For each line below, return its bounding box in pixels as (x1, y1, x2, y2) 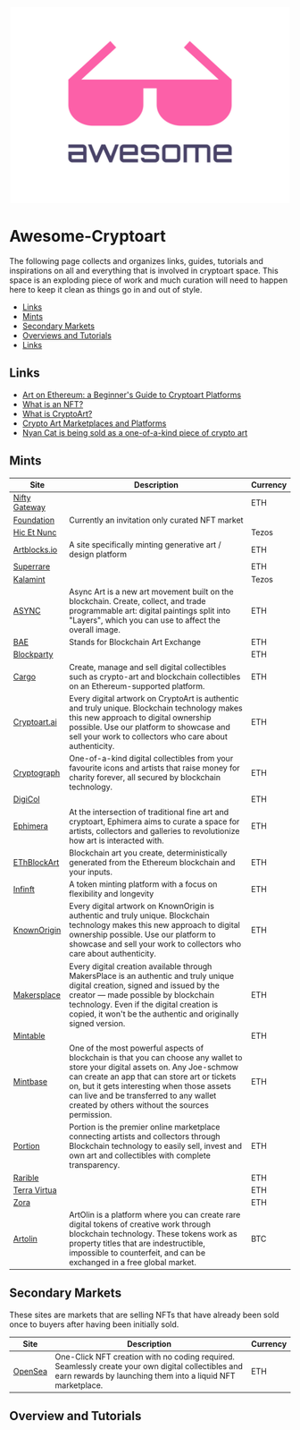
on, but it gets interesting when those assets (69, 1081, 232, 1092)
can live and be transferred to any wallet (69, 1090, 217, 1102)
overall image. (69, 624, 121, 634)
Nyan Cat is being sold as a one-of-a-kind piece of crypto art (21, 427, 248, 438)
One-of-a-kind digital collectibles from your (69, 753, 234, 764)
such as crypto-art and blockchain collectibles (69, 671, 241, 682)
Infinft (12, 883, 36, 894)
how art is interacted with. (69, 835, 164, 846)
